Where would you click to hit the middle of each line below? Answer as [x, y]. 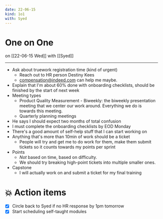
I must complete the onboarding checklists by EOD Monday [71, 126]
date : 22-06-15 [20, 9]
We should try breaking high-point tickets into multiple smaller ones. [88, 162]
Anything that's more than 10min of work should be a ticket [71, 137]
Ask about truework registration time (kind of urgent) [65, 70]
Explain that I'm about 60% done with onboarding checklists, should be [83, 85]
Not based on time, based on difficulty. [58, 157]
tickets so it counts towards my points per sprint [67, 147]
